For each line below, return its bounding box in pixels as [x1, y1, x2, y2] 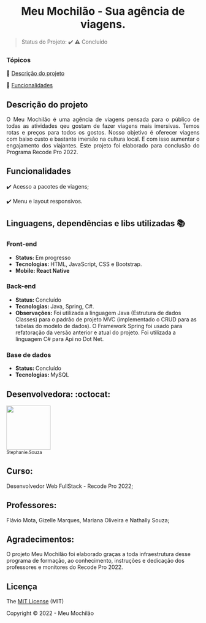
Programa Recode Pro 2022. [6, 149, 78, 156]
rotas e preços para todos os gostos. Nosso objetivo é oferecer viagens [6, 129, 200, 136]
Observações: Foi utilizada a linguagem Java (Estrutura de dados [15, 309, 181, 316]
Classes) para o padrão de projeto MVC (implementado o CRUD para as [15, 315, 197, 323]
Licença [6, 581, 38, 592]
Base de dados [6, 350, 51, 359]
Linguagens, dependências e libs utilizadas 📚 [6, 218, 186, 229]
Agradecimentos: [6, 534, 75, 544]
